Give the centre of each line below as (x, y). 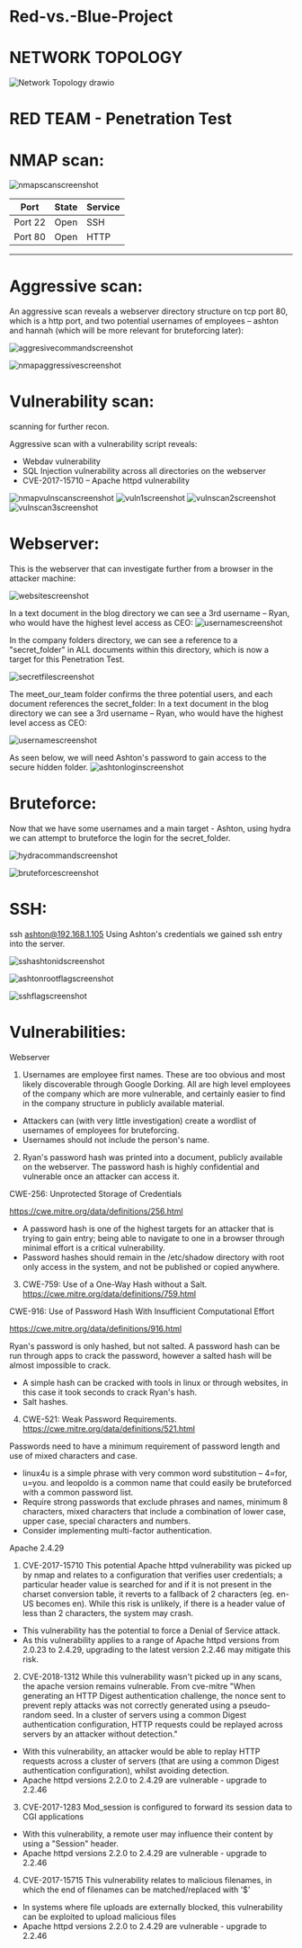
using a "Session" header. (71, 1843)
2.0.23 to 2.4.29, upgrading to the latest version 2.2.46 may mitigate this (156, 1649)
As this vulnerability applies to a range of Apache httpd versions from (151, 1640)
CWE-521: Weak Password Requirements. (99, 1419)
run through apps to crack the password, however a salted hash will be (141, 1355)
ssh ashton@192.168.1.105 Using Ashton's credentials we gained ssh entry (146, 934)
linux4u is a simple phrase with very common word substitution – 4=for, (155, 1473)
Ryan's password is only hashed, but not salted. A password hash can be (145, 1345)
